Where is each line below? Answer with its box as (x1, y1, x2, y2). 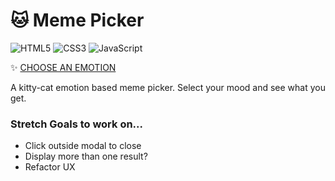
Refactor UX (24, 161, 76, 173)
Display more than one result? (24, 150, 148, 163)
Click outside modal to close (24, 140, 142, 152)
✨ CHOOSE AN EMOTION (10, 61, 117, 73)
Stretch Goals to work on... (10, 117, 144, 131)
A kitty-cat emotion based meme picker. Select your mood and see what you (10, 81, 326, 93)
